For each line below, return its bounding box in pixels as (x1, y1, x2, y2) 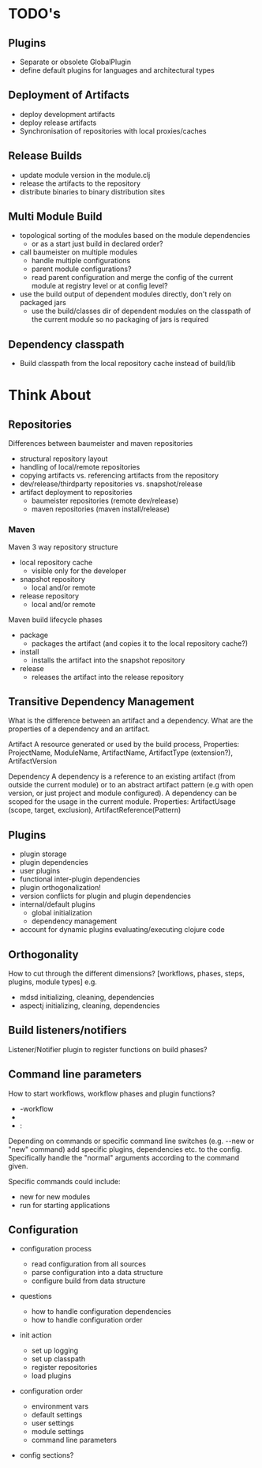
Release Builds (8, 149, 83, 163)
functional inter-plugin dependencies (19, 874, 140, 884)
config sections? (19, 1451, 74, 1460)
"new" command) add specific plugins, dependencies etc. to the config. (8, 1144, 242, 1154)
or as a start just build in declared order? (31, 239, 163, 249)
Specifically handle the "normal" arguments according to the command (8, 1153, 240, 1162)
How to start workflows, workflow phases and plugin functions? (8, 1089, 215, 1098)
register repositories (31, 1363, 98, 1372)
